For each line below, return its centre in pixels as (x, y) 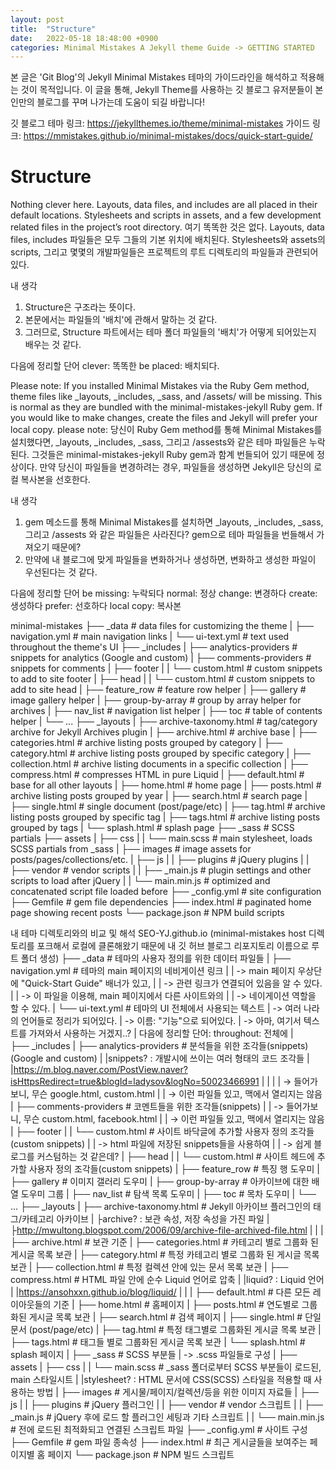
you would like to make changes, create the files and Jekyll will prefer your (164, 418)
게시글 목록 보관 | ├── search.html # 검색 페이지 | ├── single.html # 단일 (175, 1317)
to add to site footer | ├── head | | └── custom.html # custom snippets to (163, 679)
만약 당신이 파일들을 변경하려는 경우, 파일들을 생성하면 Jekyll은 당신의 (175, 467)
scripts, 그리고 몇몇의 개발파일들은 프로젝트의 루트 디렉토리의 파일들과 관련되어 (164, 252)
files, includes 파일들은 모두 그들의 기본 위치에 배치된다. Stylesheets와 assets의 (168, 240)
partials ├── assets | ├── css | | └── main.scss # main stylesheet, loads (161, 838)
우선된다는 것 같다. (61, 572)
